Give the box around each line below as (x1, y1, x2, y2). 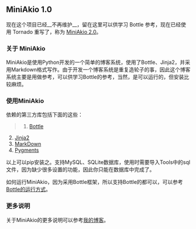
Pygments (14, 146, 39, 154)
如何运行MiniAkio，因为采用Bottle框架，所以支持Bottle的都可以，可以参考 (6, 179, 183, 186)
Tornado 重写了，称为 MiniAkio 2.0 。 (12, 28, 102, 35)
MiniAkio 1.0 (6, 5, 53, 15)
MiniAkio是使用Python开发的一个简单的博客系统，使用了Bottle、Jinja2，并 (6, 59, 185, 66)
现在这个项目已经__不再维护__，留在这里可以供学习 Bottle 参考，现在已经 (6, 20, 181, 28)
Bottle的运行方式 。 (6, 186, 51, 193)
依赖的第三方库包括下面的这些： (6, 111, 83, 118)
